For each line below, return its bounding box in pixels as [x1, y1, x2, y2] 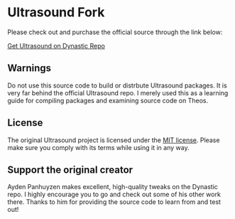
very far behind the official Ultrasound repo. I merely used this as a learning [7, 88, 229, 97]
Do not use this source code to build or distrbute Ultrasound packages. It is [7, 81, 227, 90]
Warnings [7, 62, 52, 75]
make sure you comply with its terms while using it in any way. [7, 143, 190, 151]
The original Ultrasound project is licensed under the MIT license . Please [7, 136, 220, 144]
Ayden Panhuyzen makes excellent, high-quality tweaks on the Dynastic [7, 183, 219, 191]
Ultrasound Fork [7, 4, 105, 21]
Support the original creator [7, 164, 133, 176]
